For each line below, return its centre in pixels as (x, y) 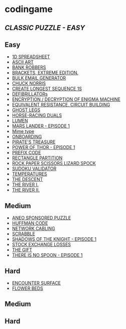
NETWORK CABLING (34, 229)
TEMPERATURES (29, 174)
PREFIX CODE (26, 153)
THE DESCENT (27, 180)
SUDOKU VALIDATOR (34, 169)
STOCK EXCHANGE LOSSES (41, 245)
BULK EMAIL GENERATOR (39, 78)
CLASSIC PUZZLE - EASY (45, 28)
